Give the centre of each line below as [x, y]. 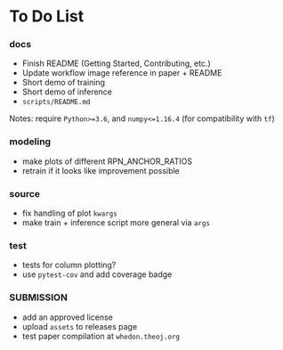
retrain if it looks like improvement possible [101, 170]
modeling [30, 142]
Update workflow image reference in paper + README [122, 73]
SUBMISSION [39, 297]
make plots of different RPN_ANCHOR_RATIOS [107, 161]
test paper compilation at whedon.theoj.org [101, 336]
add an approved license [68, 317]
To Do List [47, 16]
